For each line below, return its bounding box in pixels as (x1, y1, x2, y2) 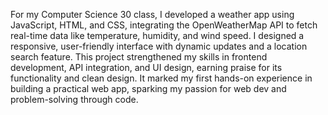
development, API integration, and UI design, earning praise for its (10, 62, 283, 73)
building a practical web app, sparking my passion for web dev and (10, 83, 287, 94)
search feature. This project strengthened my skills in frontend (10, 51, 268, 63)
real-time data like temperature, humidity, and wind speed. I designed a (10, 30, 305, 41)
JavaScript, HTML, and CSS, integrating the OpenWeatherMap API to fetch (10, 19, 318, 31)
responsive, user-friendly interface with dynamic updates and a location (10, 40, 308, 52)
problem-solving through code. (10, 94, 139, 105)
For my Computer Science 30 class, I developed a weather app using (10, 9, 295, 20)
